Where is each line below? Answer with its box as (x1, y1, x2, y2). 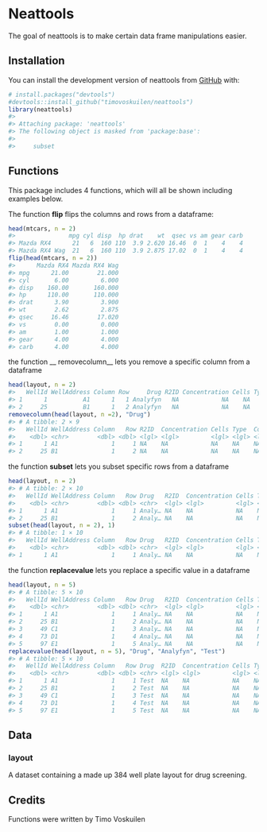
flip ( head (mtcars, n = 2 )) (8, 254, 98, 262)
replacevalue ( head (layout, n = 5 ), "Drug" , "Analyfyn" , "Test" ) (8, 647, 226, 656)
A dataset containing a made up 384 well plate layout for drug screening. (8, 770, 247, 780)
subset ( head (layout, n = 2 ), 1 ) (8, 521, 115, 529)
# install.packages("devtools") (8, 91, 115, 99)
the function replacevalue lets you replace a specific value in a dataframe (8, 565, 250, 575)
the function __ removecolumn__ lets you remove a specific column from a (8, 357, 250, 366)
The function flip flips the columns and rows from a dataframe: (8, 209, 215, 219)
